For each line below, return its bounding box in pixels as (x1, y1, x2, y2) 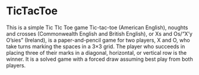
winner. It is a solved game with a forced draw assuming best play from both (6, 55, 193, 62)
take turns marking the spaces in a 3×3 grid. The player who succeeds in (6, 43, 185, 50)
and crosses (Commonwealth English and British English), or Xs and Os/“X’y (6, 30, 193, 37)
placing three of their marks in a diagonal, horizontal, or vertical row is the (6, 49, 187, 56)
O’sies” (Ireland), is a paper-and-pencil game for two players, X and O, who (6, 36, 190, 43)
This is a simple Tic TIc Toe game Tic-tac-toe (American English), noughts (6, 24, 188, 31)
